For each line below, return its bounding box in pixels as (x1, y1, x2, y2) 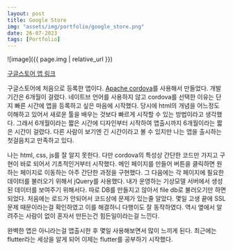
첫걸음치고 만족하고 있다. (7, 136, 74, 144)
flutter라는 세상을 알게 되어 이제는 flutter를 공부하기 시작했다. (7, 235, 173, 244)
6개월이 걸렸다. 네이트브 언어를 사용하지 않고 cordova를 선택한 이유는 (25, 93, 214, 101)
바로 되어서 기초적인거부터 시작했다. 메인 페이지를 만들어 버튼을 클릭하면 (19, 160, 216, 168)
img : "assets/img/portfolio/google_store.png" (7, 23, 145, 30)
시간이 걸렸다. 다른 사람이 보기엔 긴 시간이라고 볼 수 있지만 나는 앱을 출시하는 (14, 128, 223, 136)
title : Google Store (7, 17, 67, 24)
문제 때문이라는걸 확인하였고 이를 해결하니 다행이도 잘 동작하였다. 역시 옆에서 (7, 203, 216, 212)
